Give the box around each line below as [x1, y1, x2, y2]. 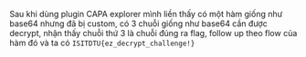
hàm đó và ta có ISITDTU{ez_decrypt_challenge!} [9, 37, 195, 48]
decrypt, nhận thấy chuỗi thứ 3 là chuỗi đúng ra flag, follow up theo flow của [9, 28, 298, 38]
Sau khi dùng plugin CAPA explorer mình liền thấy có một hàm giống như [9, 9, 283, 19]
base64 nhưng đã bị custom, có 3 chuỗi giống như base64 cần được [9, 18, 268, 29]
